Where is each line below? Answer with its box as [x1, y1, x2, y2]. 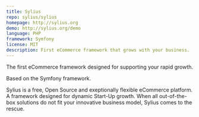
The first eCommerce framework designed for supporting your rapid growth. [6, 63, 194, 70]
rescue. [6, 105, 25, 112]
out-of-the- [159, 92, 187, 99]
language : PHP [6, 31, 42, 37]
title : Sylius [6, 8, 42, 15]
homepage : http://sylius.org [6, 19, 78, 25]
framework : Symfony [6, 36, 55, 42]
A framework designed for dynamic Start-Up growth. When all [6, 92, 159, 99]
